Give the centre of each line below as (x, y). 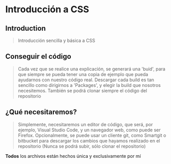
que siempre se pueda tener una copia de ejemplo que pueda (83, 74)
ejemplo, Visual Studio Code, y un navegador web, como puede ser (89, 130)
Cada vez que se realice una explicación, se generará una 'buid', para (92, 69)
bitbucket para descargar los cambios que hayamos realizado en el (89, 140)
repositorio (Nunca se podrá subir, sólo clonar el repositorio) (82, 146)
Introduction (26, 28)
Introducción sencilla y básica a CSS (56, 40)
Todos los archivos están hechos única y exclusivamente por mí (73, 156)
